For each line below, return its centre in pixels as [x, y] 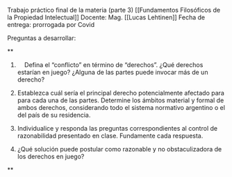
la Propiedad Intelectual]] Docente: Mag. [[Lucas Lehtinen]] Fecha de [106, 17]
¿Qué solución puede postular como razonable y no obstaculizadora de [119, 149]
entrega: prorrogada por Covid [51, 25]
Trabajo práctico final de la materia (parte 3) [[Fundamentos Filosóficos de [114, 10]
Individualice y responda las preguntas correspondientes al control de [117, 128]
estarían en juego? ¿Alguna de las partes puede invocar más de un [113, 72]
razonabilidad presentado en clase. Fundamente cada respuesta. [110, 136]
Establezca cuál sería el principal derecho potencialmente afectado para [121, 93]
